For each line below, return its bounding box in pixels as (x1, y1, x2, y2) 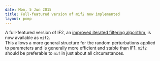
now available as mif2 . (5, 35, 50, 41)
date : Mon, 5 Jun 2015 (5, 7, 52, 12)
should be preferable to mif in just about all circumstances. (5, 50, 125, 56)
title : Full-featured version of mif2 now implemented (5, 12, 120, 17)
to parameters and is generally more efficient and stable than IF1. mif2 (5, 45, 147, 51)
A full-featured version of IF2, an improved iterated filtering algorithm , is (5, 30, 151, 36)
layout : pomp (5, 16, 32, 21)
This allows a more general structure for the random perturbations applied (5, 40, 156, 46)
